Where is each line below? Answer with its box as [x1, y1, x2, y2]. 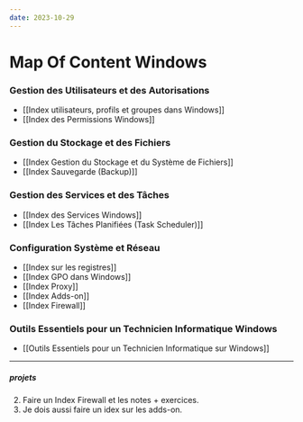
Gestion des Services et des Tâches [9, 189, 170, 202]
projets [9, 372, 37, 382]
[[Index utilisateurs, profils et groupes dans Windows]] [22, 104, 225, 115]
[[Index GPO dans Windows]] [22, 272, 132, 282]
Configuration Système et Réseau [9, 241, 161, 254]
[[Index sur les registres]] [22, 262, 117, 273]
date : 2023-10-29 [9, 13, 75, 22]
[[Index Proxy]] [22, 281, 78, 292]
